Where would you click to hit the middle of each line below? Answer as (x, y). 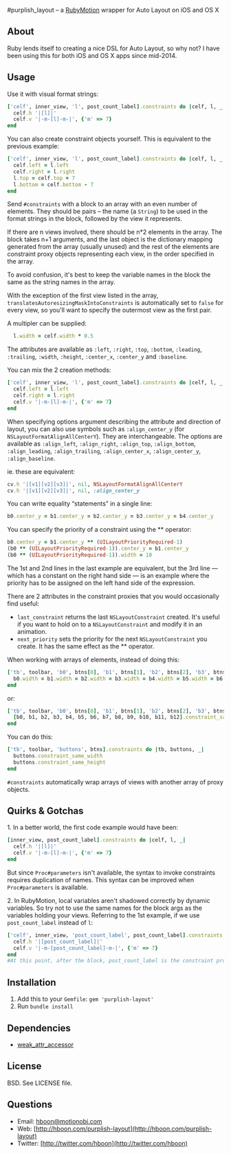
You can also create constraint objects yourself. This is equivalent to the (109, 139)
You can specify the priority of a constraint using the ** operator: (99, 530)
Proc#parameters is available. (48, 887)
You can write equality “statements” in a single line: (80, 504)
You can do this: (30, 737)
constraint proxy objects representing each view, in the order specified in (111, 254)
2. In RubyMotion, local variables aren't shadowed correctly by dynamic (109, 900)
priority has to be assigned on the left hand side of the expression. (101, 583)
